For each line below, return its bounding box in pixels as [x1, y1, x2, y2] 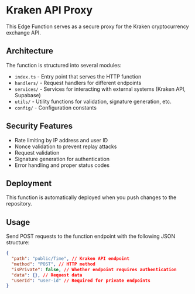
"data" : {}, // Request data [11, 272, 83, 278]
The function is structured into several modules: [6, 61, 122, 69]
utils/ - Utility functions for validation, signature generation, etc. [14, 98, 172, 105]
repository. [6, 200, 32, 207]
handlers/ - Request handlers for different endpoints [14, 79, 142, 86]
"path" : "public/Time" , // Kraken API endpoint [11, 256, 130, 262]
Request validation [14, 149, 60, 156]
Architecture [6, 46, 54, 56]
